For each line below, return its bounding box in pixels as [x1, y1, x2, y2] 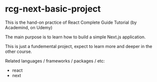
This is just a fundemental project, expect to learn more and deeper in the [5, 43, 152, 49]
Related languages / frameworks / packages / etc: [5, 58, 105, 64]
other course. [5, 49, 33, 54]
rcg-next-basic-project [5, 3, 101, 15]
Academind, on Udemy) [5, 24, 52, 30]
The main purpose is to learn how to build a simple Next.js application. [5, 34, 146, 40]
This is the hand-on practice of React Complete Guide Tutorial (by [5, 19, 137, 25]
